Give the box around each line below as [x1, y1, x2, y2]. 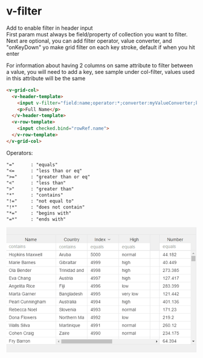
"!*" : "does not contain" [6, 204, 85, 210]
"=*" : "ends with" [6, 216, 66, 222]
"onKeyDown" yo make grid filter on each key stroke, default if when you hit [6, 44, 195, 51]
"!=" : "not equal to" [6, 198, 74, 204]
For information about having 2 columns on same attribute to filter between [6, 62, 193, 69]
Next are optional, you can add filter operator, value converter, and [6, 37, 172, 44]
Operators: [6, 149, 33, 156]
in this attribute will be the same [6, 75, 86, 82]
